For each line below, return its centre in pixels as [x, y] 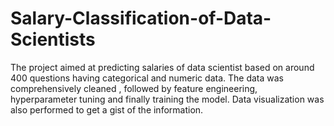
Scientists [53, 39]
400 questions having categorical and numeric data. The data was [147, 78]
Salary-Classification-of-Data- [141, 18]
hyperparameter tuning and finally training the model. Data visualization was [167, 99]
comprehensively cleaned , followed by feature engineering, [134, 88]
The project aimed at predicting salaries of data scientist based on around [162, 67]
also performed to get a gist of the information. [107, 109]
